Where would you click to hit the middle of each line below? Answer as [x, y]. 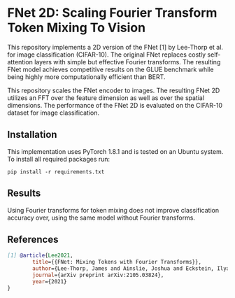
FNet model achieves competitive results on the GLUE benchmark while [111, 69]
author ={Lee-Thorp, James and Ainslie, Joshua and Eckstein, [123, 269]
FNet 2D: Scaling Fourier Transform [112, 13]
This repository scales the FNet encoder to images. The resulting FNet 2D [114, 90]
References [33, 239]
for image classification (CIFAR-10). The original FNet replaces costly [107, 55]
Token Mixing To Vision [76, 28]
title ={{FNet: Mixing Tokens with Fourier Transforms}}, [117, 262]
